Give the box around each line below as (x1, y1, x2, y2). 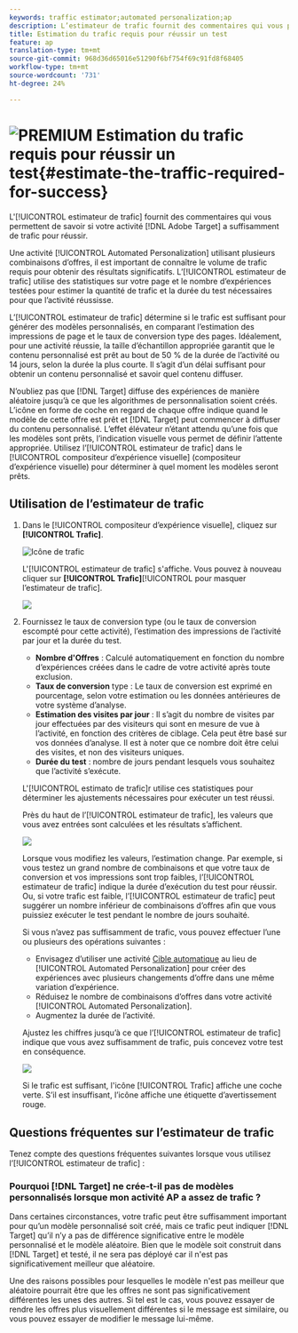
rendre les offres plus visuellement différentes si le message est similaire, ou (9, 1304, 289, 1315)
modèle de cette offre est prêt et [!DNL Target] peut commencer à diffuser (9, 414, 281, 425)
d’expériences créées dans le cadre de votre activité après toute (35, 662, 271, 673)
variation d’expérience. (35, 982, 120, 993)
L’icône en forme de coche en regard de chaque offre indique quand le (9, 404, 269, 415)
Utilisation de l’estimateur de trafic (9, 496, 205, 511)
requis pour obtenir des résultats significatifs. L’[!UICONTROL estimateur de (9, 266, 286, 276)
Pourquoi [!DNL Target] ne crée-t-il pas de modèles (9, 1180, 234, 1193)
